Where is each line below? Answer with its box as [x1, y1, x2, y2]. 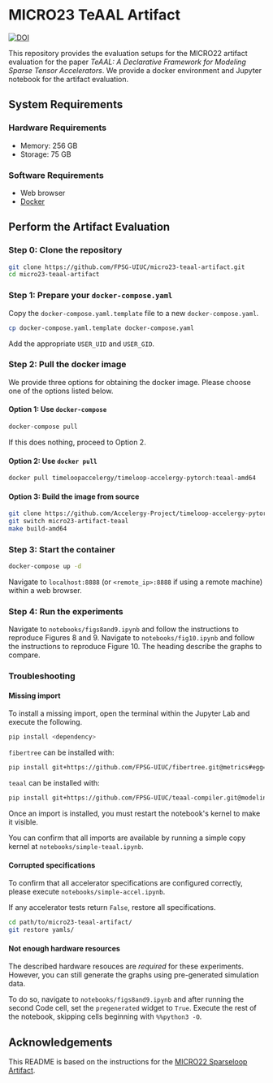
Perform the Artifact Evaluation [8, 220, 171, 234]
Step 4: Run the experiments [8, 605, 123, 617]
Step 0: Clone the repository [8, 245, 123, 256]
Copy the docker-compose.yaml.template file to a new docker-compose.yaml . [8, 308, 259, 318]
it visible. [8, 817, 39, 827]
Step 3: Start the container [8, 544, 115, 555]
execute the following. [8, 717, 83, 727]
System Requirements [8, 97, 123, 111]
